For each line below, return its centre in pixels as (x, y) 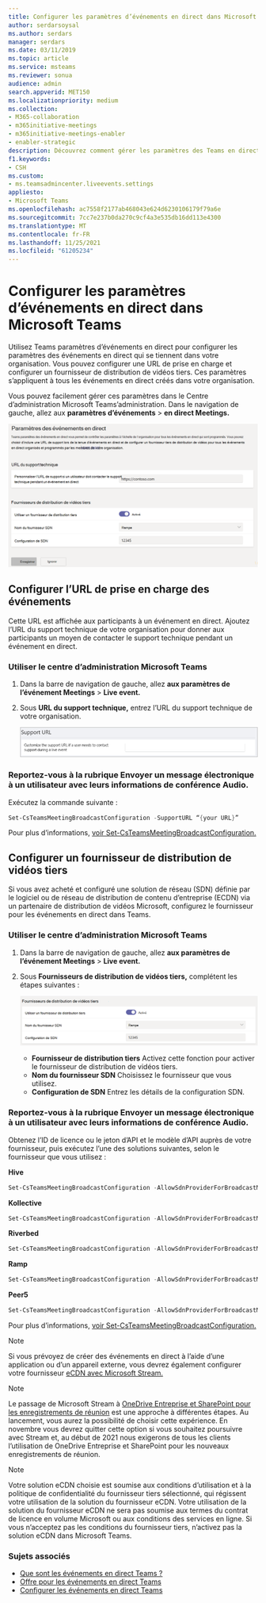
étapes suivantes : (49, 984)
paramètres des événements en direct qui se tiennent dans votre (114, 355)
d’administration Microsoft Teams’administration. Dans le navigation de (123, 405)
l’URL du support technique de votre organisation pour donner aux (116, 629)
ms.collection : (33, 109)
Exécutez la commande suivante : (63, 802)
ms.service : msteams (42, 67)
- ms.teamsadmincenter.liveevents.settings (81, 184)
